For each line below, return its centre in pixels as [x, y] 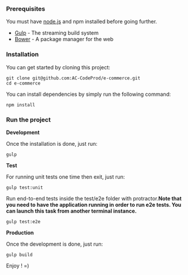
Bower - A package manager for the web [64, 39]
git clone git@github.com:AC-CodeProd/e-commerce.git [73, 78]
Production [20, 232]
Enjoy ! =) [18, 266]
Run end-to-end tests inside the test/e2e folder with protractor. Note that [94, 198]
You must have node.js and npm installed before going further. [82, 22]
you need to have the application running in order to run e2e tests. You [94, 204]
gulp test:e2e [23, 222]
